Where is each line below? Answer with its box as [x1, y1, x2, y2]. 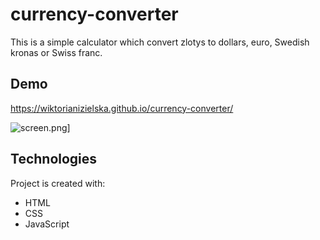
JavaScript [24, 218, 70, 230]
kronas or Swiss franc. [10, 46, 103, 58]
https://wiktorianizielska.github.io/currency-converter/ [10, 102, 234, 114]
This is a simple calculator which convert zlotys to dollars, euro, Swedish [10, 36, 310, 48]
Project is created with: [10, 177, 106, 189]
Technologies [10, 151, 98, 168]
